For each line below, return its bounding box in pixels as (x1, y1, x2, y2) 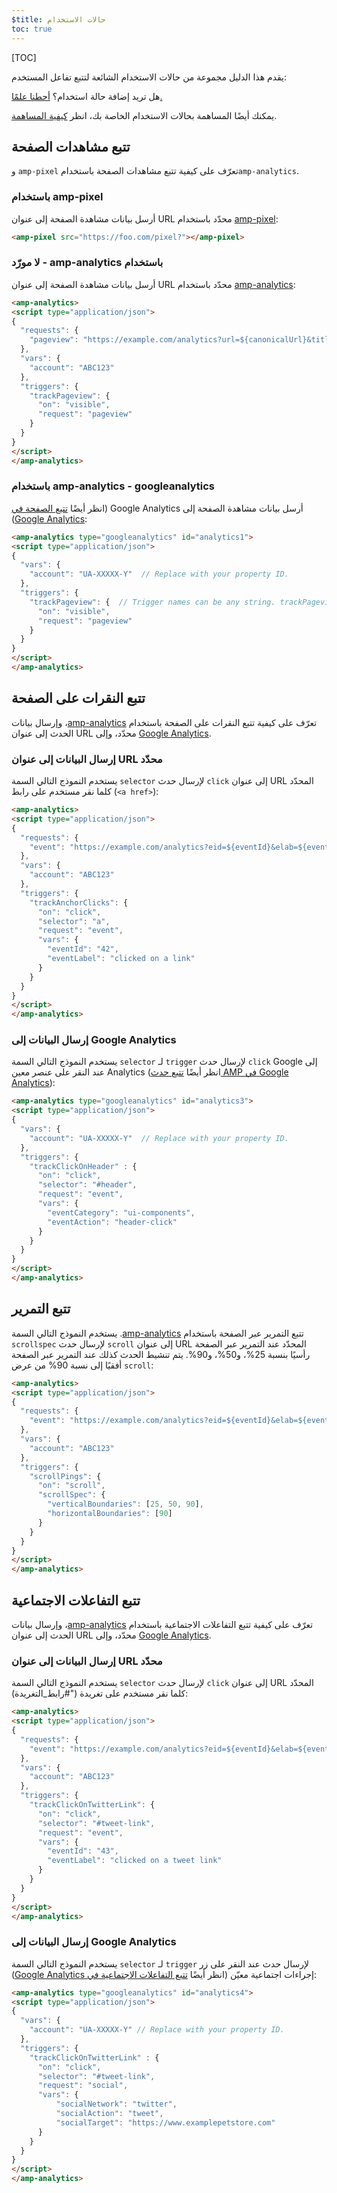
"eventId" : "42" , (47, 944, 119, 955)
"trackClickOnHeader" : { (29, 1161, 138, 1171)
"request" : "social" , (37, 2081, 129, 2091)
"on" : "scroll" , (37, 1481, 106, 1491)
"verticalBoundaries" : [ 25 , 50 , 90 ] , (47, 1499, 204, 1510)
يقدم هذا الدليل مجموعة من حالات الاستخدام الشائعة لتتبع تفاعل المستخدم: (11, 71, 288, 83)
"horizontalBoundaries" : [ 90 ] (47, 1509, 173, 1519)
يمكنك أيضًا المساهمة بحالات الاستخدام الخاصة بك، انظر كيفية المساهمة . (11, 109, 278, 121)
